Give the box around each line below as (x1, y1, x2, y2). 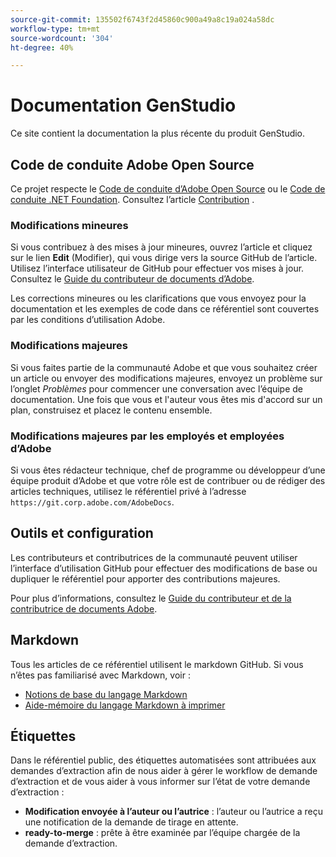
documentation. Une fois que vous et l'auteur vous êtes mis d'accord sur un (10, 393, 323, 405)
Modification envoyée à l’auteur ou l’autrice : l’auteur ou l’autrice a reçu (24, 806, 323, 818)
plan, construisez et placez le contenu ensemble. (10, 404, 213, 416)
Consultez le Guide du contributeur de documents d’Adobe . (10, 273, 255, 285)
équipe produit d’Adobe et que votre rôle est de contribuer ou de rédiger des (10, 474, 326, 486)
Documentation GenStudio (10, 94, 237, 117)
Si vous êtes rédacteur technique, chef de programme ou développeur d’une (10, 464, 326, 476)
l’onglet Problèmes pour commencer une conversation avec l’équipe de (10, 382, 304, 395)
